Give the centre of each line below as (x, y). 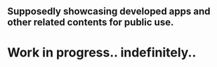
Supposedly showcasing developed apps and (109, 12)
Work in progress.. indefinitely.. (102, 52)
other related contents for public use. (91, 23)
